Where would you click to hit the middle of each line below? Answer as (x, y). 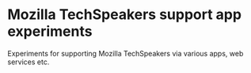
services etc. (29, 62)
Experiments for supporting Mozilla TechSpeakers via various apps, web (125, 53)
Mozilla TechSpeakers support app (125, 15)
